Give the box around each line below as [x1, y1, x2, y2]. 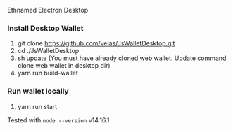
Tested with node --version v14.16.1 [7, 115, 110, 124]
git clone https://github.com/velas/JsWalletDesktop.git [17, 39, 175, 48]
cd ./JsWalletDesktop [17, 47, 80, 55]
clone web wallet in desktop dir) [17, 62, 111, 70]
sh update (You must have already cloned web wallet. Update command [17, 54, 227, 62]
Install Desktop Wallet [7, 23, 84, 33]
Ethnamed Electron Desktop [7, 6, 89, 14]
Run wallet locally [7, 87, 69, 96]
